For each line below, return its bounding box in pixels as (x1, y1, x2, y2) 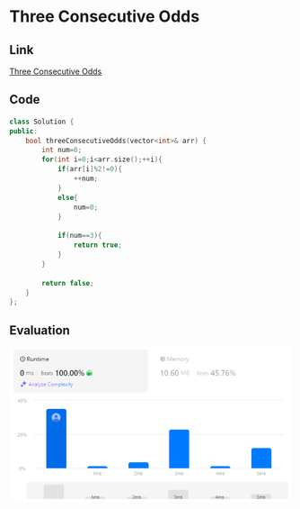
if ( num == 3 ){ (57, 232, 102, 241)
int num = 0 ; (41, 146, 83, 155)
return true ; (73, 241, 123, 250)
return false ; (41, 278, 94, 287)
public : (9, 126, 39, 136)
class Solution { (9, 117, 75, 126)
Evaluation (9, 323, 70, 338)
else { (57, 193, 78, 202)
